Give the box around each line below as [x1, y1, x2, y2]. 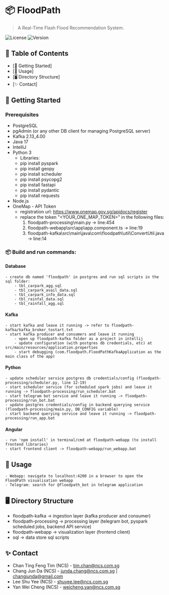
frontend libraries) [5, 442, 49, 447]
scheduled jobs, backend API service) [12, 523, 92, 530]
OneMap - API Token [12, 204, 57, 210]
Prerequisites [5, 111, 39, 118]
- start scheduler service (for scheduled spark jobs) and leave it [5, 384, 152, 389]
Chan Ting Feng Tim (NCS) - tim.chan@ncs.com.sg [12, 562, 120, 568]
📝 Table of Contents [5, 49, 69, 58]
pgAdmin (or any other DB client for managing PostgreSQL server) [12, 128, 150, 134]
